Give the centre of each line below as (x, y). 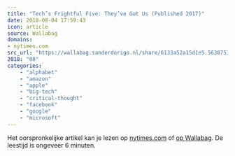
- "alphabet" (39, 72)
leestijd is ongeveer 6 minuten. (51, 145)
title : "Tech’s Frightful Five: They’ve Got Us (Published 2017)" (106, 14)
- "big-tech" (39, 92)
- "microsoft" (40, 118)
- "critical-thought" (51, 99)
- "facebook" (39, 105)
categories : (24, 66)
